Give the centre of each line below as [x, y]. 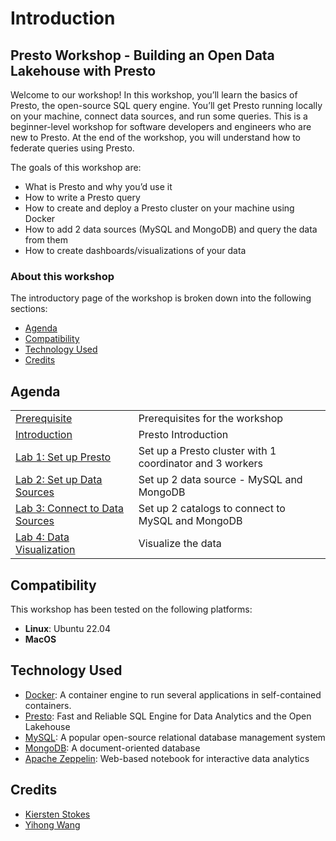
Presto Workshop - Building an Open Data [142, 55]
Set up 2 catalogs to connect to [212, 509]
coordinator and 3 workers [200, 464]
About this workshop [62, 276]
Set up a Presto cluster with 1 [207, 451]
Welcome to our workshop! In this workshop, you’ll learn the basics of [154, 95]
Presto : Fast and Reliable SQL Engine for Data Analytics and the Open [168, 716]
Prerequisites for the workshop [211, 419]
